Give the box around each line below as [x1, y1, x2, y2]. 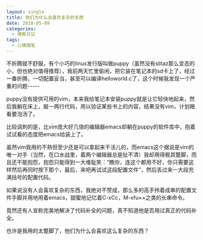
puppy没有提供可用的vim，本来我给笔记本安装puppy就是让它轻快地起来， [6, 95, 190, 103]
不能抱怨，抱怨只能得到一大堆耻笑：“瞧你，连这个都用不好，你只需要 [16, 158, 189, 166]
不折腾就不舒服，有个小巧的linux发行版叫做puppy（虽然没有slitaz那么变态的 [6, 60, 195, 67]
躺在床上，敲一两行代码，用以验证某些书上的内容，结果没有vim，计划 [16, 103, 190, 110]
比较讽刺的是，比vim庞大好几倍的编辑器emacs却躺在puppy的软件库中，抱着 [6, 123, 196, 130]
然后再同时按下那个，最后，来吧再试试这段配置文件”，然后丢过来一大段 [11, 166, 189, 173]
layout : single [6, 8, 45, 15]
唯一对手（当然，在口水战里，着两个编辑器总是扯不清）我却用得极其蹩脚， [6, 151, 192, 158]
